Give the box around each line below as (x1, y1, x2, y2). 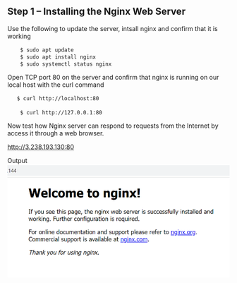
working (7, 32, 32, 40)
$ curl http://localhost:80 (16, 95, 99, 102)
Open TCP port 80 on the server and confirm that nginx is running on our (7, 73, 219, 81)
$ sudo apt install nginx (20, 53, 97, 61)
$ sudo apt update (20, 46, 74, 54)
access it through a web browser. (7, 128, 104, 137)
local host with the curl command (7, 80, 104, 89)
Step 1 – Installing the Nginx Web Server (7, 6, 186, 18)
